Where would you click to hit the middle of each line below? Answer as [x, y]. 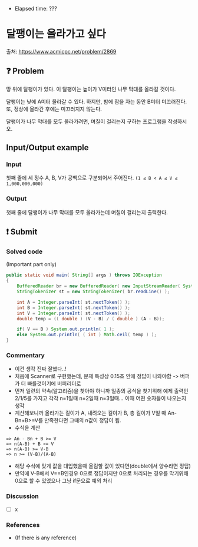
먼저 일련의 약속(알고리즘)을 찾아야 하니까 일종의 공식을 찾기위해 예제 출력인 [101, 391]
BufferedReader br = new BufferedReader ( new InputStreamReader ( [99, 286]
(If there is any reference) [46, 538]
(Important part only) [32, 264]
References [23, 525]
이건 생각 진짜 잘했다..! [40, 369]
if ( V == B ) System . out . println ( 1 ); [66, 329]
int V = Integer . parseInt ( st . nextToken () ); [74, 313]
